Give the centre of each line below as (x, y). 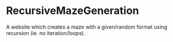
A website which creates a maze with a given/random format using (87, 27)
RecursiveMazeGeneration (73, 11)
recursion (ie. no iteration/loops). (46, 33)
